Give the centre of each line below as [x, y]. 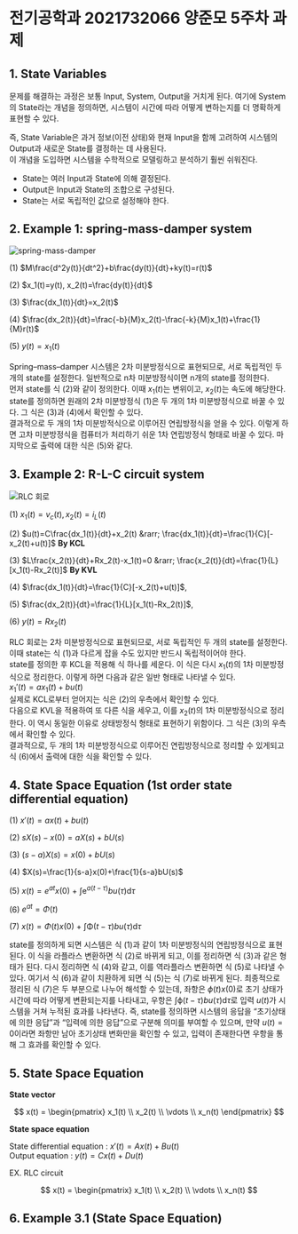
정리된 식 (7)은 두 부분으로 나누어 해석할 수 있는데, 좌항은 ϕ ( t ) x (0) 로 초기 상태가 [146, 989]
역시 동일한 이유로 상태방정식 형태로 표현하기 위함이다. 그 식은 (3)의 [153, 723]
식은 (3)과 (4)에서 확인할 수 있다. [86, 412]
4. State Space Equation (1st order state [121, 785]
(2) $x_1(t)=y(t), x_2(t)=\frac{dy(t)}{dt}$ [81, 284]
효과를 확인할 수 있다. [65, 1045]
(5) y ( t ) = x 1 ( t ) [35, 347]
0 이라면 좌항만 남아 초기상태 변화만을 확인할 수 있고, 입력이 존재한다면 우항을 [142, 1034]
